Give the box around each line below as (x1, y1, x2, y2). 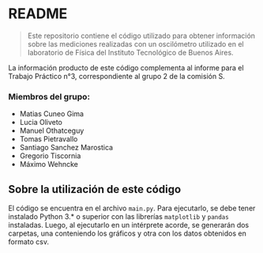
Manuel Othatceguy (19, 126, 85, 135)
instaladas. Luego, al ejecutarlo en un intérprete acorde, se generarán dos (8, 221, 250, 230)
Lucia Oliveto (19, 118, 63, 127)
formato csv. (8, 237, 50, 247)
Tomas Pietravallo (19, 134, 78, 144)
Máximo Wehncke (19, 160, 79, 169)
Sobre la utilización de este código (8, 183, 182, 196)
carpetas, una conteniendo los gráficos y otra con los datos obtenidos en (8, 228, 246, 238)
